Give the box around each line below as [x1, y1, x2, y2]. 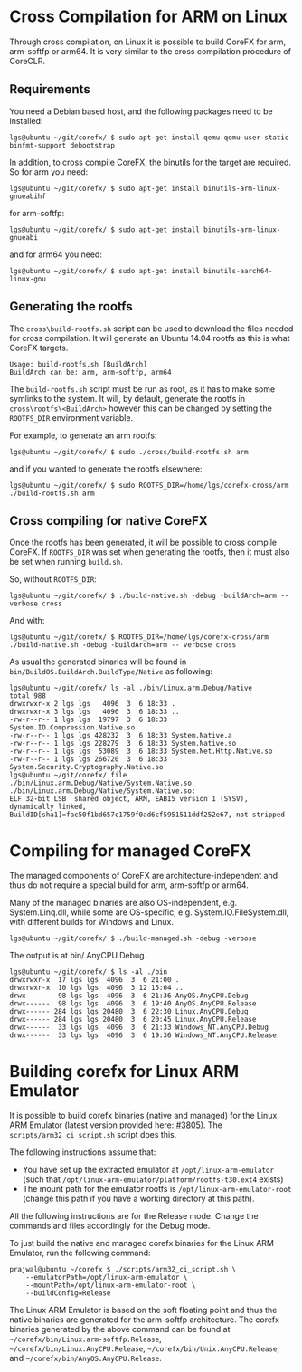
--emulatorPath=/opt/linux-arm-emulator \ [25, 1273, 188, 1282]
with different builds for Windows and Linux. [9, 917, 175, 928]
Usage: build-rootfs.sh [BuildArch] [9, 359, 147, 368]
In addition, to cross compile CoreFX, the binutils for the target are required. [9, 157, 292, 167]
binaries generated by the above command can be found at [9, 1324, 231, 1335]
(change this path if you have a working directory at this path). [22, 1193, 255, 1205]
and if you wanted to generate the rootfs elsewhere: [9, 463, 203, 474]
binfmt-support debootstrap [9, 140, 116, 150]
